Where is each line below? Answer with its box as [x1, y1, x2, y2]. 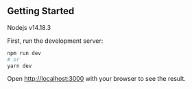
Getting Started [7, 5, 75, 17]
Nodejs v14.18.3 [7, 23, 51, 31]
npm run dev [7, 50, 41, 56]
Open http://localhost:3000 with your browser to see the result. [7, 75, 187, 83]
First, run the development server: [7, 37, 104, 45]
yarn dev [7, 63, 32, 69]
